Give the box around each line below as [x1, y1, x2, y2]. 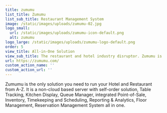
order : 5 [5, 44, 23, 49]
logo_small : [5, 26, 30, 31]
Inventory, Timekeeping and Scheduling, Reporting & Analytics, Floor [5, 97, 147, 103]
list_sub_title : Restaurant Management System [5, 16, 104, 21]
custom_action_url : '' [5, 68, 52, 73]
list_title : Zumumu [5, 12, 46, 17]
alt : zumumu [9, 35, 35, 40]
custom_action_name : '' [5, 63, 55, 68]
